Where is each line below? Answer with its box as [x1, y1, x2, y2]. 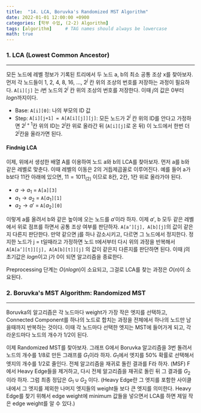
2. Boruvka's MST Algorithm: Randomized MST [6, 289, 146, 297]
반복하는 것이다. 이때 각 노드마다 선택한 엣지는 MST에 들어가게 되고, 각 [26, 324, 191, 331]
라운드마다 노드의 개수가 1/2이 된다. [6, 331, 89, 339]
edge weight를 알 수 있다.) [12, 400, 75, 407]
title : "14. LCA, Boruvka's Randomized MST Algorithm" [6, 8, 148, 15]
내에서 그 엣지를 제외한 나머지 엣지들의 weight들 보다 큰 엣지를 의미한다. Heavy [6, 385, 191, 392]
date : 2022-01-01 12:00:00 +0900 [6, 14, 90, 20]
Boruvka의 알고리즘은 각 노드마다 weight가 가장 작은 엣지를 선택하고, [6, 309, 167, 316]
